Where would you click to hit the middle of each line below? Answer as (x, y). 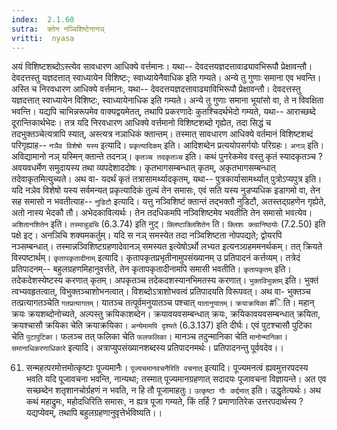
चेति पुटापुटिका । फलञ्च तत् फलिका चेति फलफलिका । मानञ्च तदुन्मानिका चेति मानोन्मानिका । (150, 337)
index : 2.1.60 (43, 19)
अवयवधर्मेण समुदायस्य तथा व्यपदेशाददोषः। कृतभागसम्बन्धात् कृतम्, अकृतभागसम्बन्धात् (143, 168)
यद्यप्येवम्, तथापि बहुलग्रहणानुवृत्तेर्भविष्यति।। (94, 413)
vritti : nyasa (43, 38)
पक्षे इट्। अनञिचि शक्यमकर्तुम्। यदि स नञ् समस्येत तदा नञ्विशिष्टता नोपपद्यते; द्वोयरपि (147, 235)
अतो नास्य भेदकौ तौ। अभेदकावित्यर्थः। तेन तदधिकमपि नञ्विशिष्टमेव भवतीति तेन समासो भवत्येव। (162, 213)
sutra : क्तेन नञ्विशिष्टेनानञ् (58, 29)
